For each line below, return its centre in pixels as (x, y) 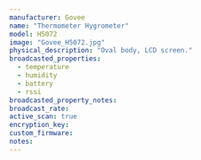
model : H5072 (33, 34)
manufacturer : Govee (48, 17)
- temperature (43, 68)
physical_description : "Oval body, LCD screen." (101, 51)
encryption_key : (39, 125)
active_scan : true (43, 116)
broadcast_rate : (39, 108)
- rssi (29, 92)
